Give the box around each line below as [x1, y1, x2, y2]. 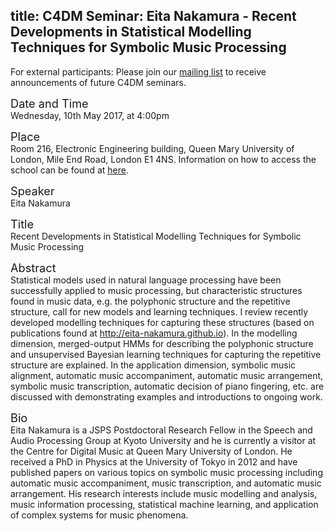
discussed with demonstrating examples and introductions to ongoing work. [10, 390, 323, 403]
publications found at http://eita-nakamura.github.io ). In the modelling [10, 327, 298, 339]
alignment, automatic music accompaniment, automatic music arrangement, [10, 369, 324, 381]
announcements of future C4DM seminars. [10, 76, 187, 88]
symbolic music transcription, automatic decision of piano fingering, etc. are [10, 380, 325, 392]
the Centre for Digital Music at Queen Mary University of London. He [10, 445, 293, 457]
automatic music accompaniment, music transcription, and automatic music [10, 477, 322, 489]
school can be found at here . [10, 164, 129, 176]
